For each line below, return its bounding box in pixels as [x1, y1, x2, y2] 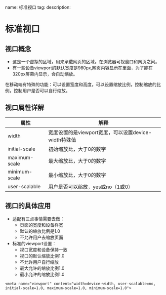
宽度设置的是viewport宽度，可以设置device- [48, 129, 152, 136]
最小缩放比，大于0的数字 [48, 171, 106, 178]
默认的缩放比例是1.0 [19, 228, 60, 234]
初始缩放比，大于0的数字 [48, 145, 106, 152]
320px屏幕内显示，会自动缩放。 [12, 71, 78, 77]
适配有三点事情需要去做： [12, 215, 65, 221]
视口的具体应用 [5, 202, 51, 210]
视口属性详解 [5, 103, 44, 112]
